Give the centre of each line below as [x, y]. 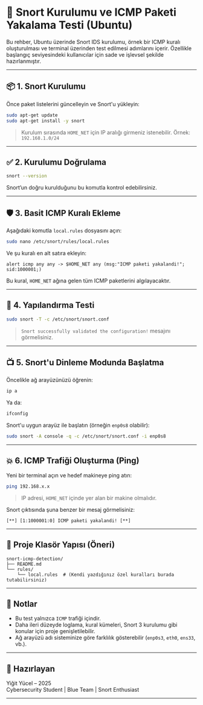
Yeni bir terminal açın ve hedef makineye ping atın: [69, 475]
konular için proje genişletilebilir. [55, 631]
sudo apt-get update [32, 115]
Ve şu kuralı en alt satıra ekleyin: [46, 253]
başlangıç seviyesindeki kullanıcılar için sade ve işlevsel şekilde [85, 54]
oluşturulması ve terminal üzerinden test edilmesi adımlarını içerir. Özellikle [99, 48]
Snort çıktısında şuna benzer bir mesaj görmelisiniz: [70, 509]
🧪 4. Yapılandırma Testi [50, 305]
